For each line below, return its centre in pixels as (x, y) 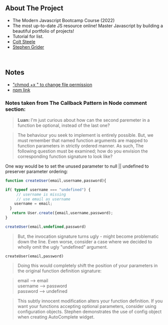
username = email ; (33, 204)
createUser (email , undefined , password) (46, 227)
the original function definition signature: (59, 271)
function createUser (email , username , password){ (56, 181)
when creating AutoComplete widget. (56, 317)
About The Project (34, 8)
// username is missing (41, 194)
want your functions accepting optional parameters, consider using (87, 306)
